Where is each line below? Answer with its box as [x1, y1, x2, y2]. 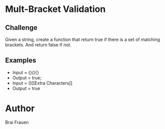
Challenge [5, 23, 38, 32]
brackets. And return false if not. [5, 42, 72, 48]
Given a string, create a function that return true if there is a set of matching [5, 36, 161, 42]
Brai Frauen [5, 119, 29, 125]
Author [5, 103, 35, 114]
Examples [5, 56, 36, 65]
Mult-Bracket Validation [5, 3, 106, 15]
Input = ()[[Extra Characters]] [12, 80, 73, 86]
